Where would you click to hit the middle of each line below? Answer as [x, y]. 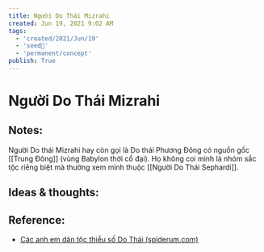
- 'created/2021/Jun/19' [57, 38]
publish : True [32, 61]
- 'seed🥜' [32, 46]
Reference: [37, 220]
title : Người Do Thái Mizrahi [59, 16]
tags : [17, 31]
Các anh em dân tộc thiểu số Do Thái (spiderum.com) [109, 240]
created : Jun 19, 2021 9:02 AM [61, 23]
